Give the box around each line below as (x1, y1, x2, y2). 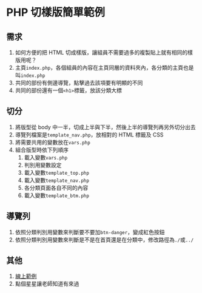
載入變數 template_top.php (24, 169, 90, 176)
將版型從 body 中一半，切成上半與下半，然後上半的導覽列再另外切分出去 (15, 123, 196, 130)
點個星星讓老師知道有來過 (15, 280, 79, 288)
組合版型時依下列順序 (15, 146, 69, 153)
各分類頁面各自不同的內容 (24, 184, 89, 191)
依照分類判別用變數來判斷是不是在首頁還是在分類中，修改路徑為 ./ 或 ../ (15, 236, 194, 243)
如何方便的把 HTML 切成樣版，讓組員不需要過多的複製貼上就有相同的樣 (15, 49, 193, 56)
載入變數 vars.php (24, 153, 68, 161)
